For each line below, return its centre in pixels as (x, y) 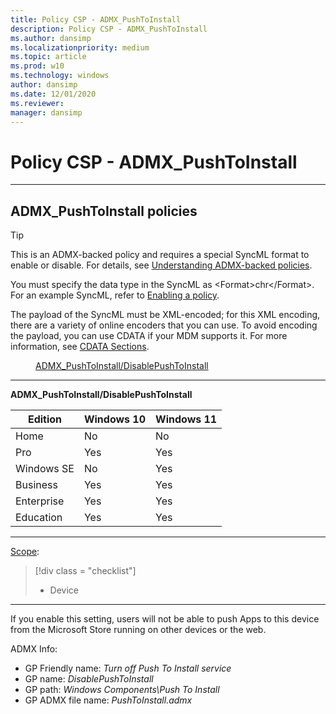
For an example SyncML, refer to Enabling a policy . (115, 295)
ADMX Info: (34, 649)
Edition (45, 419)
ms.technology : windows (60, 76)
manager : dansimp (46, 112)
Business (36, 485)
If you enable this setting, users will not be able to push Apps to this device (165, 619)
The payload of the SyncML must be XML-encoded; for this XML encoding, (165, 315)
